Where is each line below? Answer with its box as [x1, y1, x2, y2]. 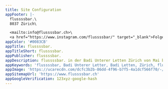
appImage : [5, 67, 26, 72]
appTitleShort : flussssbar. [5, 48, 64, 54]
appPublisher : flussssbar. [5, 53, 61, 58]
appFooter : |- [5, 12, 35, 17]
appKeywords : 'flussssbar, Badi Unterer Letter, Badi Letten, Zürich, [5, 63, 155, 68]
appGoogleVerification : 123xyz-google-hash [5, 77, 97, 82]
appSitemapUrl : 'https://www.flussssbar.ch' [5, 72, 99, 77]
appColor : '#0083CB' [5, 39, 48, 45]
